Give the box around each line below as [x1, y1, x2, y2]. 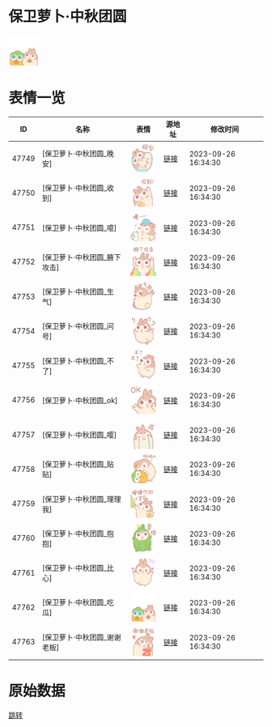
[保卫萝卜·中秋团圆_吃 [41, 597, 115, 607]
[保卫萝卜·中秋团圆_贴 [41, 459, 115, 470]
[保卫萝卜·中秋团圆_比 [41, 563, 115, 573]
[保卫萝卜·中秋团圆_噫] [41, 223, 117, 232]
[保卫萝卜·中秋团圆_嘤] [41, 430, 117, 440]
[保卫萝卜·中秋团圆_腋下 [41, 252, 121, 261]
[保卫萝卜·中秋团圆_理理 [41, 494, 121, 504]
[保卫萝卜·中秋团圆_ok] [41, 395, 118, 405]
